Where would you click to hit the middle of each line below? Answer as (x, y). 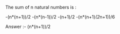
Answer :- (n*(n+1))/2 (28, 26)
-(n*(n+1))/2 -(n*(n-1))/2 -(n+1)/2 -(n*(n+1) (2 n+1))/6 (60, 17)
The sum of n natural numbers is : (41, 7)
